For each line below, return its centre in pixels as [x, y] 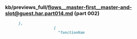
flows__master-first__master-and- [90, 7]
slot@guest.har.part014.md [39, 13]
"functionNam [71, 33]
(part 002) [87, 13]
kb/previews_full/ [27, 7]
